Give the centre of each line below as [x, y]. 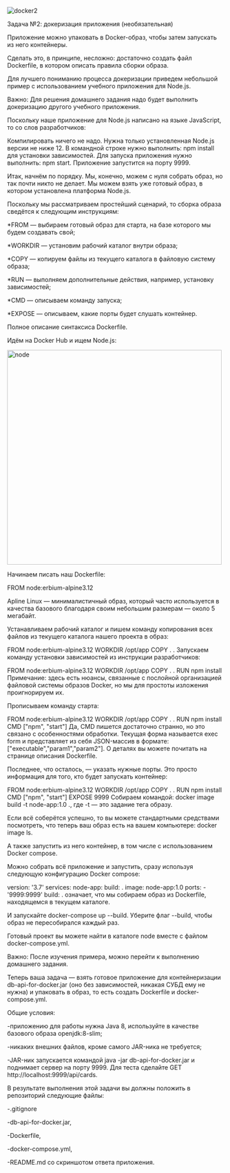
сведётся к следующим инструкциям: [63, 211]
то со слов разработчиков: [46, 127]
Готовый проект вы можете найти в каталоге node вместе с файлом [107, 936]
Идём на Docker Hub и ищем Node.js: [62, 340]
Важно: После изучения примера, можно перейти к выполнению [103, 956]
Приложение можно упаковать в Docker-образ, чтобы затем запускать [112, 37]
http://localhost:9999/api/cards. [52, 1075]
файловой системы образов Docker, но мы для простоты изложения [108, 685]
